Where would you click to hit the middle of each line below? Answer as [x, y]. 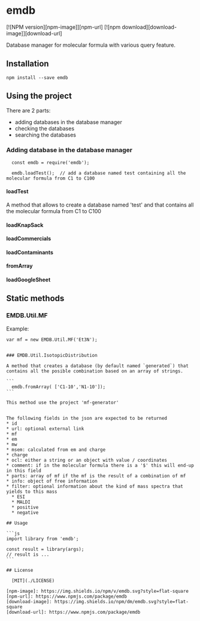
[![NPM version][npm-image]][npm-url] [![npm [63, 27]
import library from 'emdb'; [43, 539]
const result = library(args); [45, 549]
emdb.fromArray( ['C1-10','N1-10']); [59, 387]
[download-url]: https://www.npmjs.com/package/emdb [73, 612]
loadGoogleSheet [28, 280]
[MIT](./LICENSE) [33, 581]
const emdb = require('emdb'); [51, 162]
